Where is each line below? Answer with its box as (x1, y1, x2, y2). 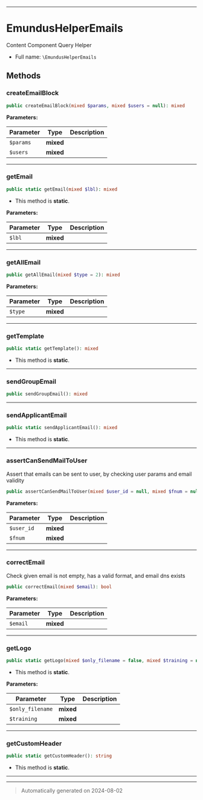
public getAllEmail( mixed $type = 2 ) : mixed (6, 272, 120, 278)
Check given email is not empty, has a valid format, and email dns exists (6, 572, 185, 579)
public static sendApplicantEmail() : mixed (6, 425, 118, 431)
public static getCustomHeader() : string (6, 753, 112, 759)
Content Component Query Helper (6, 41, 92, 48)
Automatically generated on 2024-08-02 (21, 787, 123, 795)
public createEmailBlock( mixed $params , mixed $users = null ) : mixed (6, 102, 185, 109)
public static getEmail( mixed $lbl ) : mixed (6, 186, 118, 192)
